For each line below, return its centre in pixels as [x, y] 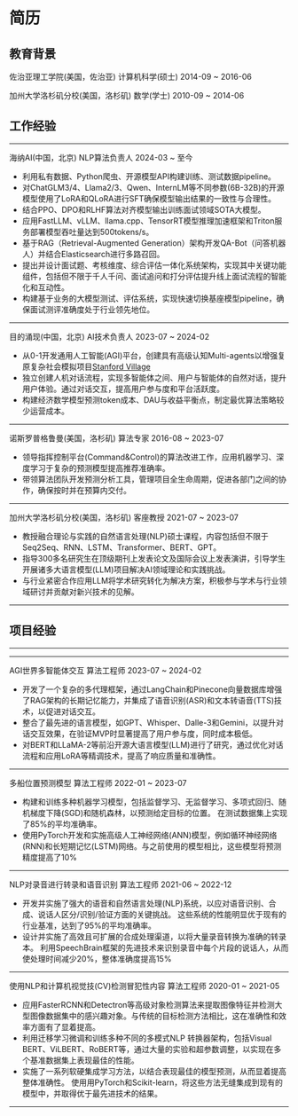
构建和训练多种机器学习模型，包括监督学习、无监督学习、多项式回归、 [150, 802]
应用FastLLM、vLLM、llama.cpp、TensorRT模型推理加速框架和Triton [148, 220]
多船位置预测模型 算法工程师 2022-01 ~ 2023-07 [98, 782]
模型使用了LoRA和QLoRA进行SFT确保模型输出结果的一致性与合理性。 [149, 198]
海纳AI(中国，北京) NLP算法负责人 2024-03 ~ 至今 [101, 157]
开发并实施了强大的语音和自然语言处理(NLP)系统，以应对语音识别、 [145, 903]
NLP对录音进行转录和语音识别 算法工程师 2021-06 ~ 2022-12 [121, 884]
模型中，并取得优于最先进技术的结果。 [92, 1093]
